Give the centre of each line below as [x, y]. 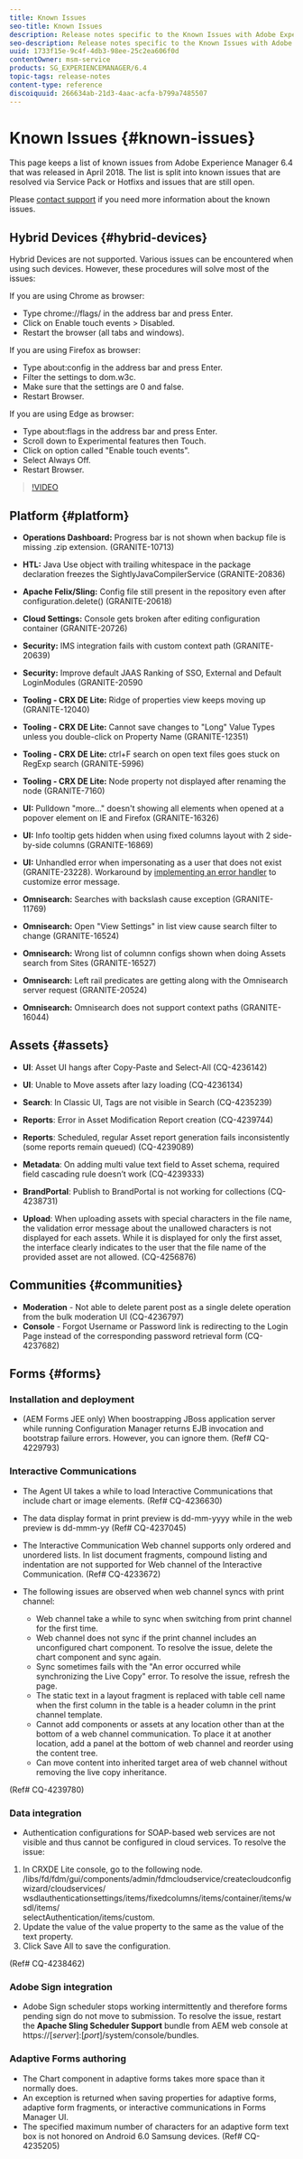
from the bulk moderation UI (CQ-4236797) [103, 1317]
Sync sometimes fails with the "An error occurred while [138, 1666]
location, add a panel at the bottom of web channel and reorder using [165, 1743]
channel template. [69, 1714]
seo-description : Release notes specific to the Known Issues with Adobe [151, 43]
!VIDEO [45, 488]
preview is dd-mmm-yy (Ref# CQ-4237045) [104, 1528]
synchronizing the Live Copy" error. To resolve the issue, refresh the [163, 1676]
